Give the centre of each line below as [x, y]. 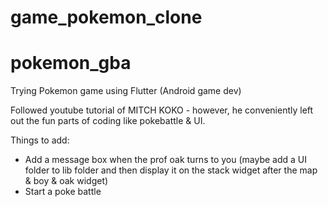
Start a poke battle [63, 192]
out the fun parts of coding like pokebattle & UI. [108, 121]
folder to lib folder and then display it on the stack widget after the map [171, 170]
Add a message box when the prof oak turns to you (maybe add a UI [166, 160]
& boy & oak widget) [66, 181]
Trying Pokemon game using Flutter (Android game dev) [126, 91]
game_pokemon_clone [106, 17]
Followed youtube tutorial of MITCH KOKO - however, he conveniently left [162, 110]
